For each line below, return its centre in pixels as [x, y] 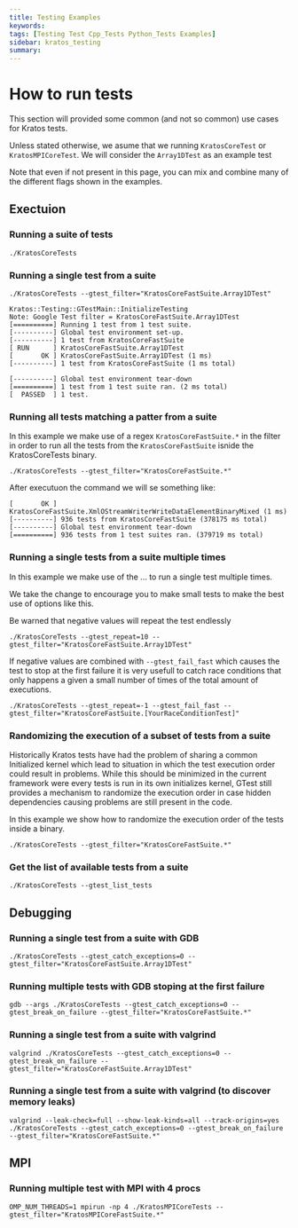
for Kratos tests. [39, 129]
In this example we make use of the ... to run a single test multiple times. [141, 577]
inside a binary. [37, 828]
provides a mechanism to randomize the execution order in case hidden [140, 792]
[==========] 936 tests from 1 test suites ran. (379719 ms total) [137, 535]
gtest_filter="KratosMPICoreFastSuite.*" [87, 1215]
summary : [25, 51]
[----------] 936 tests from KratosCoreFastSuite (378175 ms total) [138, 520]
